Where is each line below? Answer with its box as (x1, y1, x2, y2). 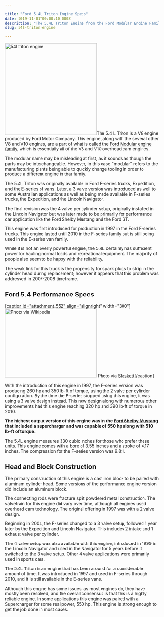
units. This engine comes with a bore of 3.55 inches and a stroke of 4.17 (5, 443, 149, 449)
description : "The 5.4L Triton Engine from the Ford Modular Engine (5, 21, 147, 25)
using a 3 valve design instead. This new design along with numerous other (5, 398, 157, 404)
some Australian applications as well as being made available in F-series (5, 191, 151, 197)
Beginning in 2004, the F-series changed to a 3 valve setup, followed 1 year (5, 520, 157, 526)
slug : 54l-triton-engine (5, 25, 56, 30)
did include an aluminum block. (5, 486, 68, 492)
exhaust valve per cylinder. (5, 531, 60, 537)
